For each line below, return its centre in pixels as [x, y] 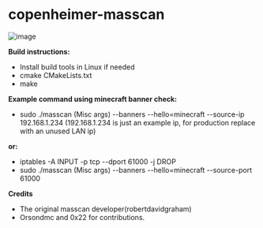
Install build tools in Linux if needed [77, 67]
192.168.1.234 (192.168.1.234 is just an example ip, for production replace [137, 122]
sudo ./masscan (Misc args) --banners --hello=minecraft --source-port [136, 170]
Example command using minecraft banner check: [93, 99]
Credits [21, 193]
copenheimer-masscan [86, 15]
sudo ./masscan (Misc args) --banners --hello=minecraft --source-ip [132, 114]
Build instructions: [39, 51]
